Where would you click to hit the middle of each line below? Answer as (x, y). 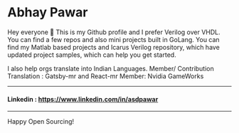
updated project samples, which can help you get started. (92, 55)
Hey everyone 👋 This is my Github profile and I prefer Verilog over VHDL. (114, 32)
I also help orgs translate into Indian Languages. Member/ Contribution (111, 68)
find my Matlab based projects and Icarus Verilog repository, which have (114, 47)
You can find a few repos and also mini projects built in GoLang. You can (113, 39)
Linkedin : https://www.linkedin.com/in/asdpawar (83, 99)
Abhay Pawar (48, 12)
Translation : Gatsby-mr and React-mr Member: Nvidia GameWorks (106, 76)
